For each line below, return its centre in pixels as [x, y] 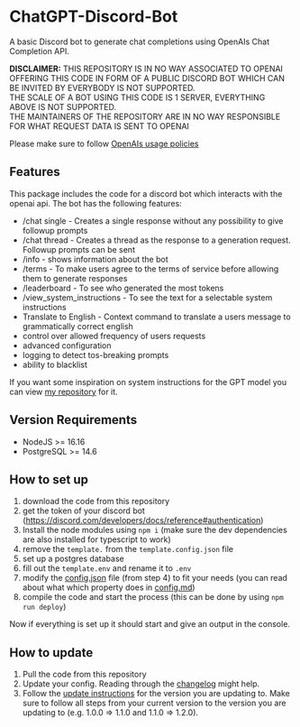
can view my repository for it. [64, 391]
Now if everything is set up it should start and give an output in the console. [150, 624]
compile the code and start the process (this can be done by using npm [153, 597]
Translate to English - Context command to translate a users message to [156, 317]
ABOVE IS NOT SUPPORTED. [63, 106]
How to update [51, 653]
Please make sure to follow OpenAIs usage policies [105, 143]
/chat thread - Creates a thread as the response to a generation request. [156, 240]
